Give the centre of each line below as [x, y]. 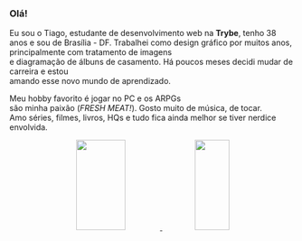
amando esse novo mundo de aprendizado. [90, 81]
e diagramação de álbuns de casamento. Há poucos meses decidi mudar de [151, 62]
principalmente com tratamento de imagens [91, 52]
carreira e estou [39, 71]
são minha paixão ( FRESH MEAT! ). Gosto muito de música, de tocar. [136, 108]
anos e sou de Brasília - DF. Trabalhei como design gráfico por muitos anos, [151, 42]
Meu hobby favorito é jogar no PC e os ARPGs [95, 98]
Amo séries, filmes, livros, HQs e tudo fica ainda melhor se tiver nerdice [143, 118]
